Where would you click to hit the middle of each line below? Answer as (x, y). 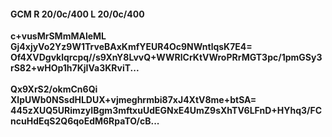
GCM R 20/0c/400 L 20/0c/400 (77, 14)
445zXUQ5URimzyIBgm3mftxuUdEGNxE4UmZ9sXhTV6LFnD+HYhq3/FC (166, 111)
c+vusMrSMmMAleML (58, 36)
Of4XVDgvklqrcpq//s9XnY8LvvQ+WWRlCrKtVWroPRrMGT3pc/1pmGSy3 (166, 57)
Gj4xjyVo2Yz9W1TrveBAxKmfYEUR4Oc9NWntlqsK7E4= (131, 47)
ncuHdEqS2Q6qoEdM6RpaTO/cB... (85, 121)
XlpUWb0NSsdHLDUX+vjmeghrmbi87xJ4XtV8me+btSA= (133, 100)
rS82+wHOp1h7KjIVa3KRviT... (75, 68)
